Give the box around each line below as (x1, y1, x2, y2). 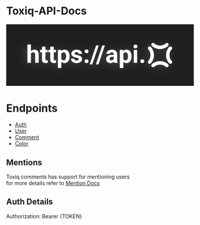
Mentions (6, 157, 43, 168)
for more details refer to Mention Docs (6, 180, 100, 187)
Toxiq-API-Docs (6, 4, 87, 18)
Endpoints (6, 101, 58, 115)
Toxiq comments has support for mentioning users (6, 173, 130, 180)
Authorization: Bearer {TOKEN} (6, 212, 82, 220)
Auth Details (6, 197, 54, 207)
